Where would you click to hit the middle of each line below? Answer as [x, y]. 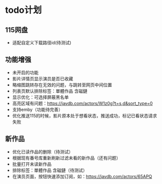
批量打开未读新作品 [32, 164]
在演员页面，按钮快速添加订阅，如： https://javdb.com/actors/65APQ [82, 176]
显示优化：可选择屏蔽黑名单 [40, 97]
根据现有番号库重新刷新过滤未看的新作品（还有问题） [66, 158]
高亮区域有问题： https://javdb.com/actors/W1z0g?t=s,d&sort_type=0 [82, 103]
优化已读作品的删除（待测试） [42, 151]
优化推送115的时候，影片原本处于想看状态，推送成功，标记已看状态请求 [84, 115]
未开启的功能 [25, 73]
